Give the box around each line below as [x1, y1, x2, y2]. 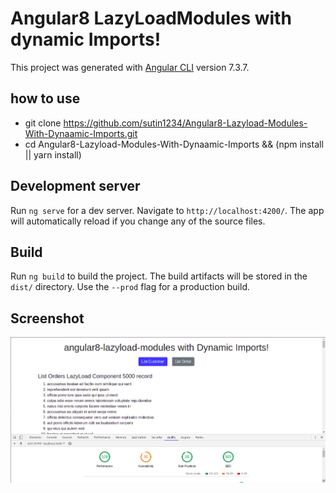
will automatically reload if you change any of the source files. [10, 215, 266, 227]
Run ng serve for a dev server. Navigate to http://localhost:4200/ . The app [10, 204, 325, 216]
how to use [10, 90, 81, 107]
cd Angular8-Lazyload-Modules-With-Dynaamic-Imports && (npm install [24, 138, 324, 150]
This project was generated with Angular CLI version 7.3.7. [10, 61, 250, 73]
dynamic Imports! [10, 28, 162, 51]
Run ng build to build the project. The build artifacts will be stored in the [10, 270, 308, 282]
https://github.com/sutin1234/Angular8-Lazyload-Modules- [63, 117, 308, 129]
